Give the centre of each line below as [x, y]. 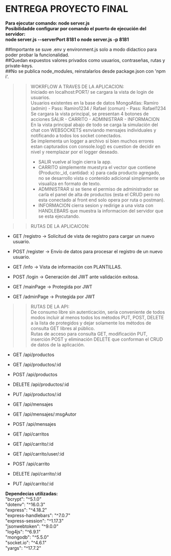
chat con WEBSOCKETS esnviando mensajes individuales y [93, 130]
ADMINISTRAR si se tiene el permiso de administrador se [98, 189]
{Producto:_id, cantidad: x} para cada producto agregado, [99, 173]
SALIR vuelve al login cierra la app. [75, 161]
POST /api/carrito [31, 464]
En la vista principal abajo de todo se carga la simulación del [94, 125]
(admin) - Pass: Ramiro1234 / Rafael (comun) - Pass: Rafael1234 [98, 108]
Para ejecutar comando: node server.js [48, 23]
